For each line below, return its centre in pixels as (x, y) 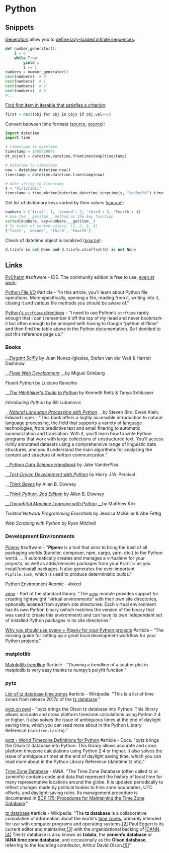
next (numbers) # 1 (26, 82)
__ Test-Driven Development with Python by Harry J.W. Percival (70, 475)
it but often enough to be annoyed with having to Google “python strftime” (82, 324)
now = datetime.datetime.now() (38, 170)
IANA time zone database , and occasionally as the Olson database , (76, 840)
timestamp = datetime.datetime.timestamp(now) (55, 175)
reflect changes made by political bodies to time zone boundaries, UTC (79, 788)
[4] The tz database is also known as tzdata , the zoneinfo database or (79, 835)
